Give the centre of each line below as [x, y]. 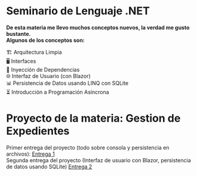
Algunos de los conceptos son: [45, 40]
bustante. [19, 33]
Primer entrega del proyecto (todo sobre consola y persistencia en [88, 147]
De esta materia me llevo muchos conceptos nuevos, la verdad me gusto [98, 27]
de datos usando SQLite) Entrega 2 [49, 166]
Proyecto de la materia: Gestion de [93, 118]
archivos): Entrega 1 [30, 154]
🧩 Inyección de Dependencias [43, 69]
